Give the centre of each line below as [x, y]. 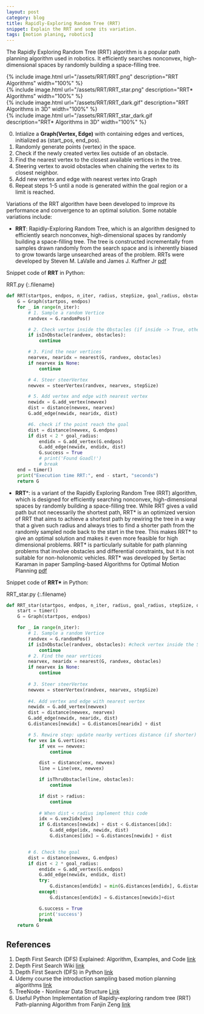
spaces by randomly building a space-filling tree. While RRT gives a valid [106, 506]
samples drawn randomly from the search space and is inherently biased [106, 248]
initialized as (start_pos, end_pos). [58, 140]
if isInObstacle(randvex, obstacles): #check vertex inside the [111, 644]
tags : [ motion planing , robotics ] [50, 35]
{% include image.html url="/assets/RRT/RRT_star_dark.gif [80, 116]
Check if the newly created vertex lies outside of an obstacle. [92, 154]
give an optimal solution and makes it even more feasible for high [96, 538]
